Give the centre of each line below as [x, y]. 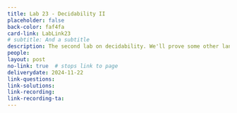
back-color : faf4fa [36, 27]
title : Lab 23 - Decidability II [56, 14]
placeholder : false [36, 20]
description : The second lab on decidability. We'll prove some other [113, 46]
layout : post [26, 60]
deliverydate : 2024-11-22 [45, 72]
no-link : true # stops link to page [63, 66]
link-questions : [31, 79]
